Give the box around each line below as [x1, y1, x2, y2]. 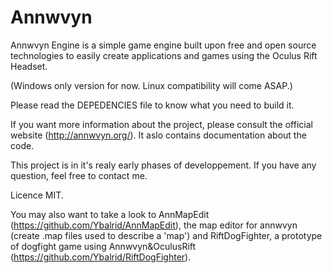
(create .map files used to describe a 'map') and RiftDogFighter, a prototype [10, 229, 323, 241]
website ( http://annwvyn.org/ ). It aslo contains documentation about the [10, 129, 307, 141]
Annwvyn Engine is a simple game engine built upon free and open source [10, 39, 317, 51]
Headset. [10, 60, 48, 72]
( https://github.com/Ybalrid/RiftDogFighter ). [10, 251, 192, 263]
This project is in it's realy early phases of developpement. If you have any [10, 159, 317, 171]
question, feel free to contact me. [10, 169, 148, 181]
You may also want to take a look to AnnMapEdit [10, 208, 210, 220]
